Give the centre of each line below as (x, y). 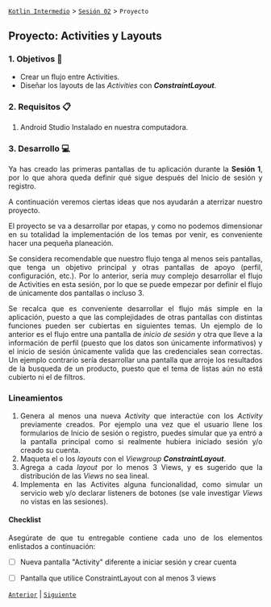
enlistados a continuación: (52, 546)
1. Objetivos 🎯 (35, 59)
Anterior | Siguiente (42, 594)
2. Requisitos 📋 (40, 106)
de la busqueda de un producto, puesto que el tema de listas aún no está (135, 368)
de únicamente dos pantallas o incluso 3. (77, 293)
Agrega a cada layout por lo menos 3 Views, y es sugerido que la (141, 467)
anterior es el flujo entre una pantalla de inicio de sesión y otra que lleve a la (135, 335)
